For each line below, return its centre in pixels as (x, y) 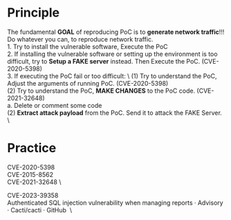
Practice (32, 148)
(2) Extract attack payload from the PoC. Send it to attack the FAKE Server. (115, 113)
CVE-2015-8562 (30, 174)
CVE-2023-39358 (33, 195)
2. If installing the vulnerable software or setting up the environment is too (112, 54)
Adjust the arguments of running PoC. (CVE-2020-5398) (88, 83)
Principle (34, 13)
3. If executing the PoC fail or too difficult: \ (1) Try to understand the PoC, (112, 76)
